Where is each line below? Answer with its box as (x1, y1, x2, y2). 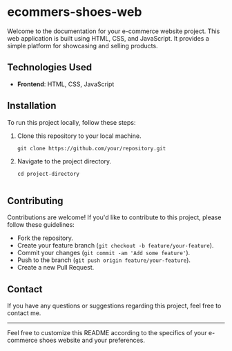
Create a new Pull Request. (17, 263, 95, 272)
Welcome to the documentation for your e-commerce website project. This (7, 27, 220, 35)
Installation (7, 100, 57, 112)
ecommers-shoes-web (7, 4, 142, 20)
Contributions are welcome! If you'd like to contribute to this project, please (7, 213, 222, 221)
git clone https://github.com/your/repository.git (17, 145, 166, 152)
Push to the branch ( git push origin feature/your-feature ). (17, 256, 191, 264)
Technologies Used (7, 61, 92, 73)
